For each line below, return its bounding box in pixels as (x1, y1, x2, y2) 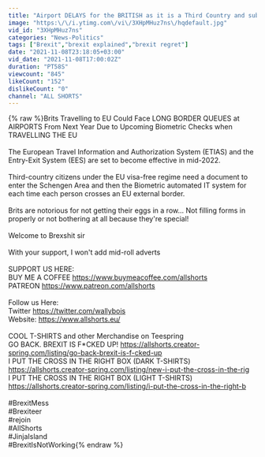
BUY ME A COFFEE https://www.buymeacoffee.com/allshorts (8, 273, 207, 282)
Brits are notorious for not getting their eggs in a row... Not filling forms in (8, 206, 246, 215)
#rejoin (8, 415, 32, 425)
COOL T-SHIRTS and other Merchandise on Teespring (8, 332, 184, 341)
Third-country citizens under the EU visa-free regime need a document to (8, 173, 248, 182)
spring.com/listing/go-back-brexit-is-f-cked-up (8, 348, 162, 358)
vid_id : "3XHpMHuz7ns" (8, 26, 83, 34)
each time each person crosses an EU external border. (8, 189, 185, 199)
